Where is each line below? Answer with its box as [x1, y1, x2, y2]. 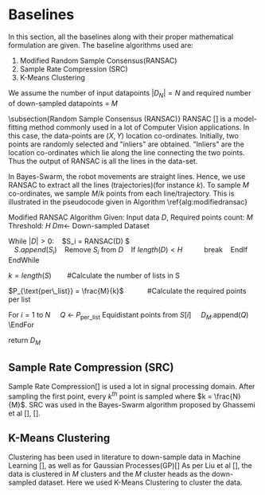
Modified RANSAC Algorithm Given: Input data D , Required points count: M [8, 212, 253, 222]
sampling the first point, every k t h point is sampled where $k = [8, 390, 212, 401]
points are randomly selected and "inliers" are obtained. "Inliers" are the [8, 139, 244, 149]
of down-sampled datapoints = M [8, 98, 118, 108]
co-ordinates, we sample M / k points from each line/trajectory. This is [8, 189, 235, 198]
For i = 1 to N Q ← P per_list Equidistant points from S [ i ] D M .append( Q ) [8, 310, 249, 322]
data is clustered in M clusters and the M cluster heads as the [8, 470, 211, 479]
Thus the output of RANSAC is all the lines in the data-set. [8, 156, 198, 166]
